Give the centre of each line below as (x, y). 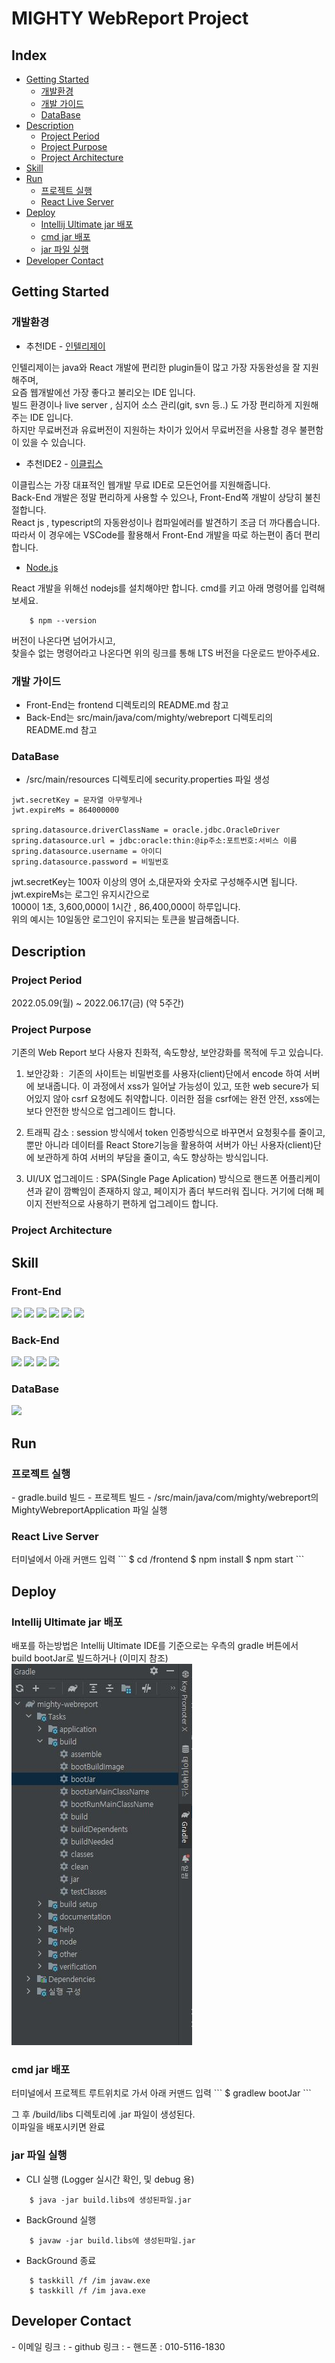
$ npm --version (63, 620)
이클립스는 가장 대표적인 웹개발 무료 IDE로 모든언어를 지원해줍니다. (141, 484)
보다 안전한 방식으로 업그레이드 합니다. (100, 1111)
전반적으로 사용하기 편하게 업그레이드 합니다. (131, 1204)
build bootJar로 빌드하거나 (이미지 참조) (90, 1658)
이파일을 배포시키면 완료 (58, 2127)
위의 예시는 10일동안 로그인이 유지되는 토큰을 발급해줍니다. (125, 919)
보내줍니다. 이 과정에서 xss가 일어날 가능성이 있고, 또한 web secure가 (172, 1086)
